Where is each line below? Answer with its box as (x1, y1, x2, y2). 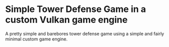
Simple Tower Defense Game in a (5, 3, 146, 15)
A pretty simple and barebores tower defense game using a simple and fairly (5, 30, 164, 36)
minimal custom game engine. (5, 36, 68, 42)
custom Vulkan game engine (5, 14, 128, 25)
